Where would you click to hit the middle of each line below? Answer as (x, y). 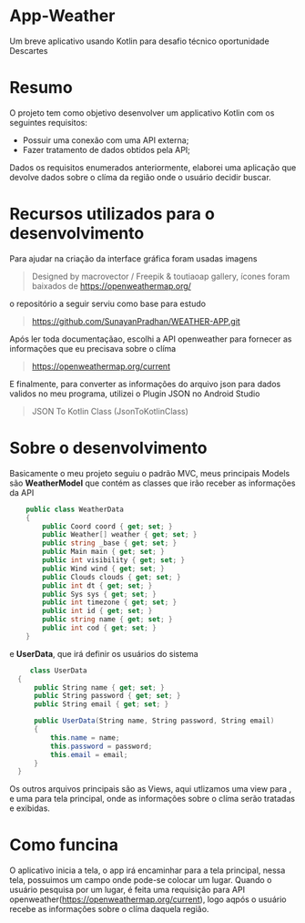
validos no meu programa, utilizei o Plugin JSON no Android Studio (135, 394)
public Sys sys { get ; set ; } (99, 594)
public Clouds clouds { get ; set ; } (112, 577)
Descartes (29, 50)
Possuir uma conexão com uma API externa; (106, 140)
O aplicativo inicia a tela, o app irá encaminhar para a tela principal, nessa (147, 870)
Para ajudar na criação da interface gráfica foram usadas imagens (133, 258)
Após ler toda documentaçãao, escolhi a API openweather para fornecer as (151, 339)
